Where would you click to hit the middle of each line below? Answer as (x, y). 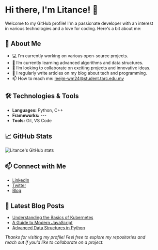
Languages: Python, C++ (38, 110)
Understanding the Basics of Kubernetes (53, 217)
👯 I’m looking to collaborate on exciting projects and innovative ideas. (81, 68)
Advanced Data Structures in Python (48, 228)
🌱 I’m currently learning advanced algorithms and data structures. (78, 62)
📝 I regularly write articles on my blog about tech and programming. (79, 73)
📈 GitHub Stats (29, 136)
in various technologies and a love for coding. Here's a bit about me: (73, 28)
